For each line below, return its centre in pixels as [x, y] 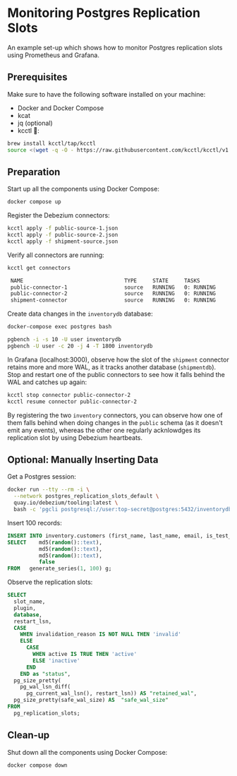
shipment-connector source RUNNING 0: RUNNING [113, 300]
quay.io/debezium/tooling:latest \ [66, 503]
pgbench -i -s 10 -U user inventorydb [64, 340]
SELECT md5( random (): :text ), [55, 542]
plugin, [25, 608]
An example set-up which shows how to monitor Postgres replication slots [115, 47]
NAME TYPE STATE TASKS [105, 280]
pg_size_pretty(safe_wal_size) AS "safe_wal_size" [91, 700]
